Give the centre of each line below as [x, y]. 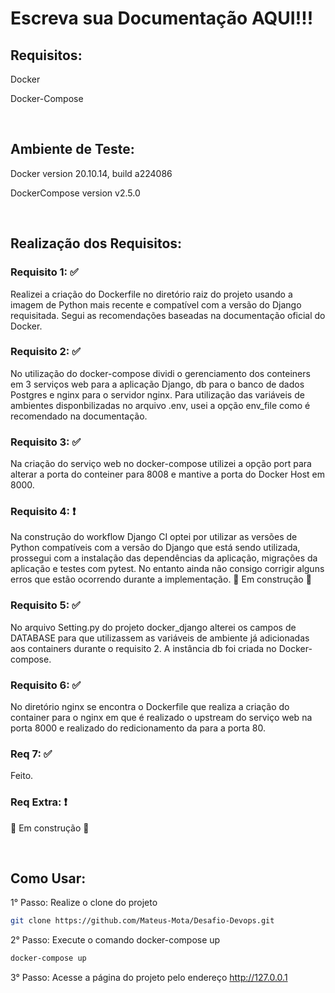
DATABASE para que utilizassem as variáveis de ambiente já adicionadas [160, 638]
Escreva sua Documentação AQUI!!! [162, 18]
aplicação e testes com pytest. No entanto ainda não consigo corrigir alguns [167, 569]
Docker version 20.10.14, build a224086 [91, 173]
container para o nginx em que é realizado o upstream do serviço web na [161, 717]
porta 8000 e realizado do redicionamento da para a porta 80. [138, 728]
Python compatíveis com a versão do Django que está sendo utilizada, [155, 548]
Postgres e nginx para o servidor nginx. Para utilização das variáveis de [157, 394]
